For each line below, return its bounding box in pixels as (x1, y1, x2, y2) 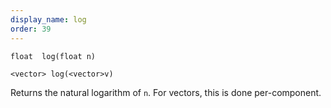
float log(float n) (10, 51, 97, 61)
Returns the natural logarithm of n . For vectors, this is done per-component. (10, 86, 322, 98)
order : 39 (10, 24, 52, 34)
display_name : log (10, 14, 87, 25)
